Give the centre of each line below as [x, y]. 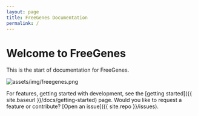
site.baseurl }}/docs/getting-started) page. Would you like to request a [94, 100]
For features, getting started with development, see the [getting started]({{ [99, 94]
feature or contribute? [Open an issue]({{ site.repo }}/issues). [83, 106]
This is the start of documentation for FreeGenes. [68, 70]
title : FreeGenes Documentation [47, 18]
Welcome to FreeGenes [66, 53]
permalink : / [23, 23]
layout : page [23, 12]
